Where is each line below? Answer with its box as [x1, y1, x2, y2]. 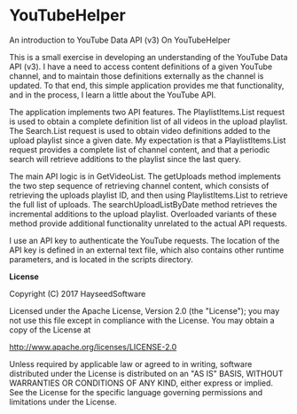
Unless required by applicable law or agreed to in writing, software [9, 358, 253, 369]
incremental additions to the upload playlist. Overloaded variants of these [9, 208, 277, 219]
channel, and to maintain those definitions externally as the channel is [9, 70, 264, 81]
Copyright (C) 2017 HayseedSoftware [9, 288, 146, 299]
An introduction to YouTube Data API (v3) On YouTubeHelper [9, 35, 231, 45]
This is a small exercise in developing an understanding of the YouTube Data [9, 51, 288, 62]
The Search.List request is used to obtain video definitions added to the [9, 125, 270, 136]
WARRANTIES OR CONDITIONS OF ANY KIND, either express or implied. [9, 378, 273, 388]
